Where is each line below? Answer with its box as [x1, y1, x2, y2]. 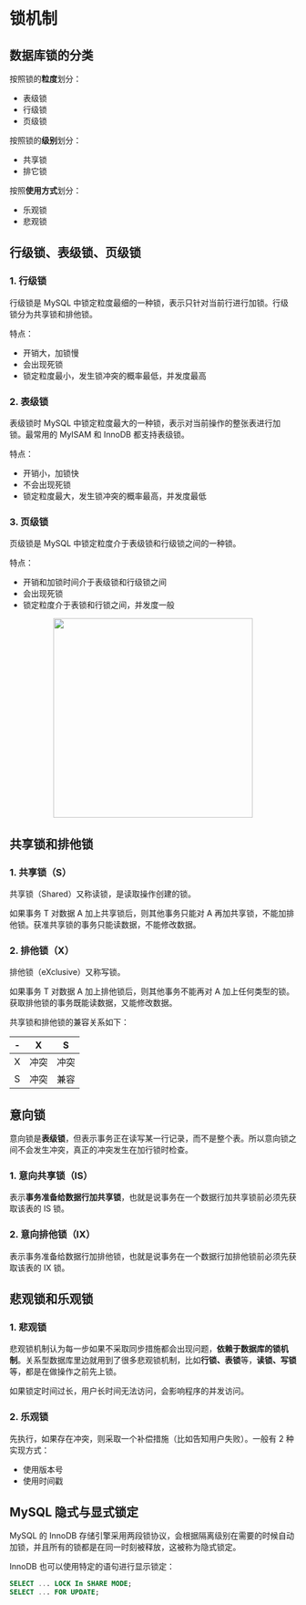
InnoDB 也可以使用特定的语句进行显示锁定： [9, 1561, 175, 1572]
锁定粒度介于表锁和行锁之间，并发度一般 [22, 599, 175, 611]
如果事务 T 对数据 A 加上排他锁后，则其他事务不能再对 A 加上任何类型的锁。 [9, 986, 294, 997]
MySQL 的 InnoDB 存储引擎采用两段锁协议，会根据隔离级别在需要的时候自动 [9, 1530, 294, 1541]
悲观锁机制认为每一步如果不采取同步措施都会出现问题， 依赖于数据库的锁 [9, 1343, 280, 1354]
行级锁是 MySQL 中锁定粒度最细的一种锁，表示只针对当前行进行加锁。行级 [9, 297, 290, 308]
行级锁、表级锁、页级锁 [9, 245, 141, 261]
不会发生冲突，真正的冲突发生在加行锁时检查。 [16, 1144, 193, 1155]
